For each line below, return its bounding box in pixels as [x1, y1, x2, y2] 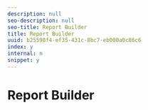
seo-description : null [7, 17, 75, 24]
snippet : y [7, 57, 40, 64]
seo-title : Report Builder [7, 23, 88, 31]
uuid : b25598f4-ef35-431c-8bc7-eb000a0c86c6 [7, 37, 142, 44]
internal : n [7, 50, 43, 57]
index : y [7, 43, 33, 50]
